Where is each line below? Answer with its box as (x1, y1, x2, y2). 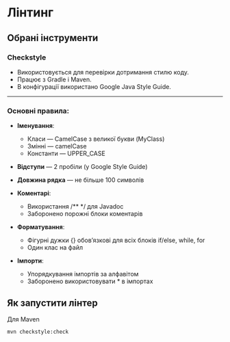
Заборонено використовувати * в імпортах (27, 277, 153, 285)
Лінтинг (7, 5, 53, 21)
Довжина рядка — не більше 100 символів (16, 176, 144, 184)
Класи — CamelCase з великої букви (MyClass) (27, 135, 165, 143)
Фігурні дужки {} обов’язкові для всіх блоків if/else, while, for (27, 236, 205, 244)
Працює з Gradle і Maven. (16, 75, 92, 83)
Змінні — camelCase (27, 142, 87, 150)
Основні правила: (7, 106, 70, 116)
